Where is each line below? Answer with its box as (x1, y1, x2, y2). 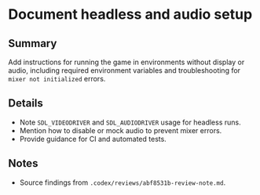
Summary (8, 37, 57, 50)
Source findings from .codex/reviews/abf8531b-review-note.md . (19, 178, 226, 187)
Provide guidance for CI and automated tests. (19, 134, 167, 143)
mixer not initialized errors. (8, 74, 106, 83)
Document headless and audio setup (8, 5, 253, 23)
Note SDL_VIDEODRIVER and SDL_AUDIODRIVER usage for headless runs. (19, 117, 241, 127)
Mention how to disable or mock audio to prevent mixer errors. (19, 125, 222, 135)
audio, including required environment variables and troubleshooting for (8, 66, 241, 75)
